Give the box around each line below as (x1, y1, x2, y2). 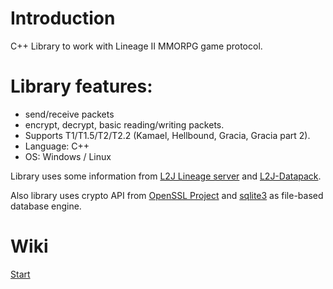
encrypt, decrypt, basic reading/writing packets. (24, 118, 225, 131)
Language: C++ (24, 140, 90, 152)
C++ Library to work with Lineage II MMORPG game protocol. (10, 40, 263, 52)
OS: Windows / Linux (24, 150, 112, 162)
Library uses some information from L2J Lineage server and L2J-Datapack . (10, 170, 322, 182)
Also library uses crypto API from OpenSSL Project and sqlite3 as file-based (10, 189, 324, 201)
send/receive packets (24, 108, 115, 120)
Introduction (10, 7, 116, 30)
